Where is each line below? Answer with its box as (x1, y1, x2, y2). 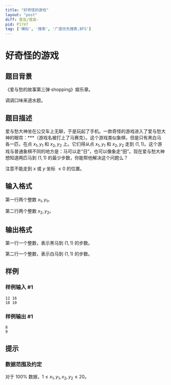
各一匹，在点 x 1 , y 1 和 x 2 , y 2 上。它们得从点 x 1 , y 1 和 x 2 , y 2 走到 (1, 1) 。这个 (5, 141, 158, 148)
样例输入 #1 (5, 284, 33, 291)
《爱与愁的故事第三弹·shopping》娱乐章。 (5, 86, 93, 92)
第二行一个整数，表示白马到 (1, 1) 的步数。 (5, 251, 93, 257)
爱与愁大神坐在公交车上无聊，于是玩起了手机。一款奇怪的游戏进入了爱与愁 (5, 128, 161, 134)
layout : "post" (5, 12, 38, 17)
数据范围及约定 (5, 361, 42, 368)
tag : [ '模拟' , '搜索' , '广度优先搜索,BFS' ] (5, 27, 92, 32)
